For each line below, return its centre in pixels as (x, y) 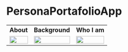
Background (52, 30)
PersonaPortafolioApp (64, 11)
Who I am (90, 30)
